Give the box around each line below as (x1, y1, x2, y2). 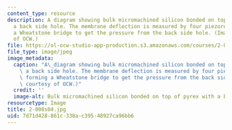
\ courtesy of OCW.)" (19, 80, 81, 87)
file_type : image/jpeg (7, 49, 72, 56)
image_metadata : (7, 55, 54, 62)
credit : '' (13, 87, 45, 94)
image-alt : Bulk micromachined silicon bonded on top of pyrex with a (13, 94, 221, 100)
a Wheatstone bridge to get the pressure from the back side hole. (13, 29, 212, 36)
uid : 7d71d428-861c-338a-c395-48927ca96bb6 (7, 112, 135, 119)
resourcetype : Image (7, 100, 67, 107)
